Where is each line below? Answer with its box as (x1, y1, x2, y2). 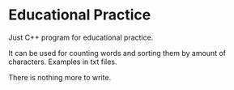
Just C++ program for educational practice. (8, 32, 154, 42)
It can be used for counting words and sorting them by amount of (8, 48, 227, 58)
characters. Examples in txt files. (8, 57, 117, 66)
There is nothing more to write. (8, 72, 112, 82)
